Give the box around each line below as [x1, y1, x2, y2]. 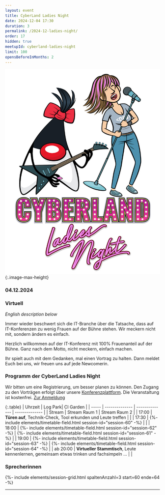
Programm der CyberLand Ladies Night [5, 373, 101, 379]
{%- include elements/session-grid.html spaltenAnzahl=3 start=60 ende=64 [5, 474, 160, 480]
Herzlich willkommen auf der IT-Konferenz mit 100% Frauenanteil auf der [5, 341, 153, 347]
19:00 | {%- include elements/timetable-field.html [17, 435, 118, 441]
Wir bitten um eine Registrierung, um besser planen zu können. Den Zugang [5, 384, 159, 390]
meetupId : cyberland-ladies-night [5, 44, 76, 49]
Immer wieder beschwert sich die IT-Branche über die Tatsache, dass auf [5, 320, 154, 326]
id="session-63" [5, 440, 39, 446]
